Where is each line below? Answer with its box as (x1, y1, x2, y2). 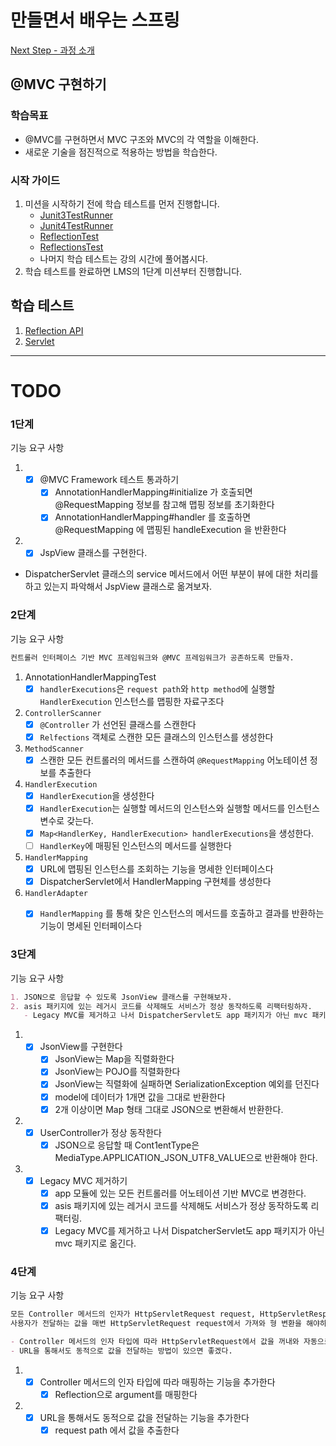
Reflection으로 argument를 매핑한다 (54, 1388, 198, 1400)
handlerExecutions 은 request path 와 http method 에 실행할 (39, 682, 276, 695)
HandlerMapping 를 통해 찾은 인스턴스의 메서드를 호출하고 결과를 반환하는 (39, 907, 325, 920)
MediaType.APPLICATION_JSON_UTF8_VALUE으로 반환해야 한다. (54, 1151, 318, 1163)
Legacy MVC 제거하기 (39, 1174, 128, 1186)
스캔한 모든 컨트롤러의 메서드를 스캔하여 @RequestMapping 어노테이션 (39, 754, 308, 766)
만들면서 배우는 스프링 (10, 9, 180, 32)
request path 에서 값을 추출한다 (54, 1424, 180, 1436)
